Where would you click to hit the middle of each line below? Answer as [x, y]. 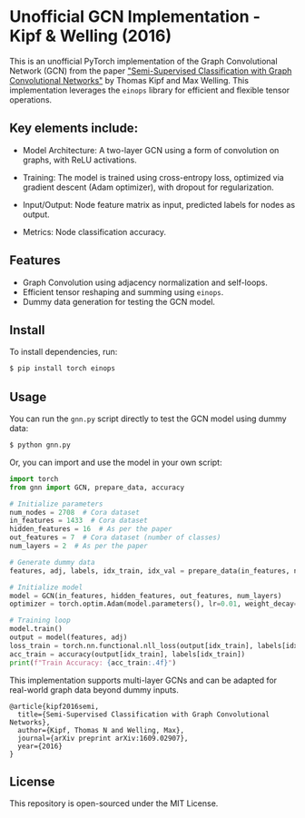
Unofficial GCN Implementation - [135, 17]
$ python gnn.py [40, 445]
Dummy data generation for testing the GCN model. [119, 301]
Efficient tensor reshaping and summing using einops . [123, 291]
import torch [34, 478]
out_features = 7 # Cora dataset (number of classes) [115, 537]
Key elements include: [74, 128]
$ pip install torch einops [63, 369]
